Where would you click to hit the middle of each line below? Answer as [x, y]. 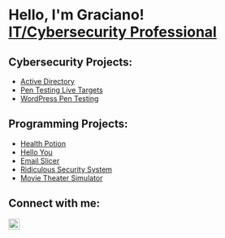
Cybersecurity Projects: [70, 62]
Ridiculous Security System [66, 169]
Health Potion [43, 143]
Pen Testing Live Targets [61, 90]
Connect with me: [54, 204]
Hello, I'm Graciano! [76, 15]
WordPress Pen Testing [59, 98]
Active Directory [48, 81]
